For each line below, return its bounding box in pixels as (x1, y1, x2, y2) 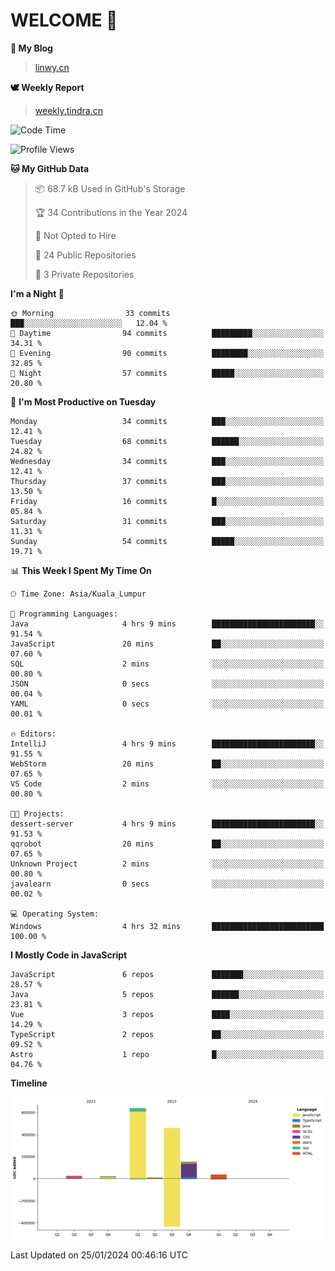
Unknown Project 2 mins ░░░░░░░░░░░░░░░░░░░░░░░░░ (10, 859, 325, 869)
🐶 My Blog (10, 42, 53, 54)
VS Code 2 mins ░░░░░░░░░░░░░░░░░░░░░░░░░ (10, 779, 325, 789)
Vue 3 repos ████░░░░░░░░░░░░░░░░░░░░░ (10, 1009, 325, 1019)
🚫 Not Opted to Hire (34, 229, 117, 241)
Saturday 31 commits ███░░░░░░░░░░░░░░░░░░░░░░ (10, 516, 325, 526)
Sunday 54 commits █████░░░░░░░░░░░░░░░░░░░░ (10, 536, 325, 546)
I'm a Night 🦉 (10, 287, 65, 299)
